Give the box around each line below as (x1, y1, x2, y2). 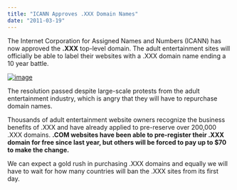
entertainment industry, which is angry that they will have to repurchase (7, 94, 218, 103)
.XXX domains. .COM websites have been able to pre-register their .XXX (7, 130, 224, 139)
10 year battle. (7, 59, 49, 67)
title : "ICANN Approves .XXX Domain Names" (7, 10, 139, 18)
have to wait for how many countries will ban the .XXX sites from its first (7, 167, 219, 175)
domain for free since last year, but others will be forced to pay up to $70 (7, 138, 226, 146)
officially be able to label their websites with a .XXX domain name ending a (7, 51, 226, 60)
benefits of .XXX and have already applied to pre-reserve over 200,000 (7, 123, 217, 131)
